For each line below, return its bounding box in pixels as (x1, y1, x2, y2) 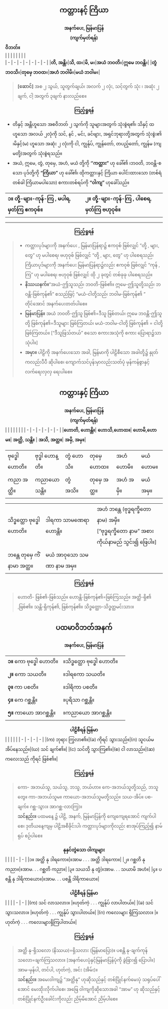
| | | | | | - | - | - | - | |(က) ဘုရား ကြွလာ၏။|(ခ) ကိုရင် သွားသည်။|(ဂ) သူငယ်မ (5, 736, 154, 743)
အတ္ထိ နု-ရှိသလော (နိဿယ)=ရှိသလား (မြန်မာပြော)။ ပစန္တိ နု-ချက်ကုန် (17, 947, 148, 953)
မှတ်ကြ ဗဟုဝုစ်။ (85, 206, 121, 213)
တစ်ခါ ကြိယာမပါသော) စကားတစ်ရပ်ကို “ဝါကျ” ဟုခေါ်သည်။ (12, 179, 129, 185)
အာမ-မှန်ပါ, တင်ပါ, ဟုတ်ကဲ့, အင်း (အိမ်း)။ (17, 967, 98, 973)
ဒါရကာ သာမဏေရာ (45, 516, 89, 523)
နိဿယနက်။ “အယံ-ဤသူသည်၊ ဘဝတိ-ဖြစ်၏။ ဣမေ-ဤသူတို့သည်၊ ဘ (24, 281, 161, 287)
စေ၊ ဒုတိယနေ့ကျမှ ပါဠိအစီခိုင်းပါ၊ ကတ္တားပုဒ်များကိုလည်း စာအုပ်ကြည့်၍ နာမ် (17, 823, 162, 829)
